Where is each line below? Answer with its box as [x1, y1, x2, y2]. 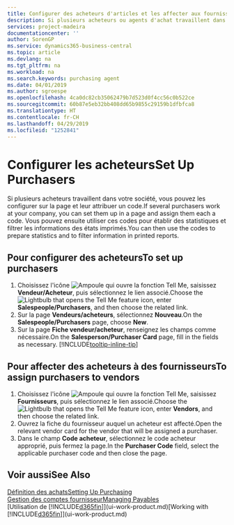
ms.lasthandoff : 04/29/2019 [7, 120, 89, 127]
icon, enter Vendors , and [140, 405, 213, 413]
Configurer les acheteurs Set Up [7, 157, 195, 173]
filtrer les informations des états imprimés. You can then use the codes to [7, 224, 216, 233]
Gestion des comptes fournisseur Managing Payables [7, 495, 159, 503]
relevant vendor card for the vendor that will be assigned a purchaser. [17, 426, 218, 435]
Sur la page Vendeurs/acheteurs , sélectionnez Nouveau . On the [17, 311, 203, 319]
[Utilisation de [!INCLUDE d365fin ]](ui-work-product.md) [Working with [7, 502, 209, 510]
